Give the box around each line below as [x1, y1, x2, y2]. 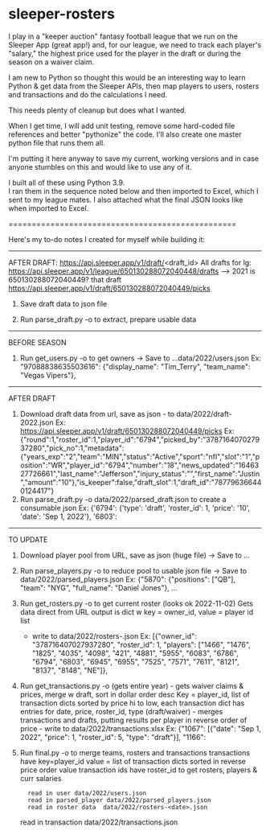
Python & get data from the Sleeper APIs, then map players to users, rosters [8, 81, 260, 91]
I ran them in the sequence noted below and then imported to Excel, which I [8, 186, 259, 195]
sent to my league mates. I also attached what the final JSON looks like [8, 195, 243, 204]
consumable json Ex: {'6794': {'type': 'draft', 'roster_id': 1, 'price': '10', [19, 503, 251, 512]
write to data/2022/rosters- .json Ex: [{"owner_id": [31, 631, 197, 640]
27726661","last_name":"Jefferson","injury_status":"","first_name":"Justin [19, 468, 260, 479]
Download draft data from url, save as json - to [19, 409, 175, 418]
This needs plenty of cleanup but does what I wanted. [8, 105, 187, 115]
